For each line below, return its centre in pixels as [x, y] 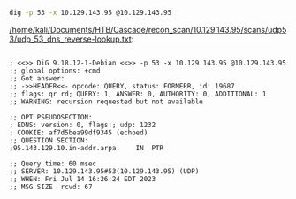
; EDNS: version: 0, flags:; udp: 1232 [83, 125]
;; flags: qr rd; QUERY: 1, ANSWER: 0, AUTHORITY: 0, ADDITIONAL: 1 [138, 94]
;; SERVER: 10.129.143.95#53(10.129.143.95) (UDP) [104, 171]
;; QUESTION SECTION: [49, 140]
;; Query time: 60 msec [53, 164]
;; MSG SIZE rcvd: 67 [51, 187]
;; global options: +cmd [55, 71]
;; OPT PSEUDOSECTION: [51, 117]
